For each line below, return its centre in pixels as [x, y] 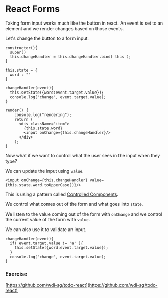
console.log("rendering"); [43, 115]
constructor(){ [21, 48]
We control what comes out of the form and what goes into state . [74, 204]
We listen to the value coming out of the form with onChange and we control [84, 214]
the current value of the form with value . [48, 219]
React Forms [33, 9]
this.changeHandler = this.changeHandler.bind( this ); [70, 57]
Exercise [16, 274]
